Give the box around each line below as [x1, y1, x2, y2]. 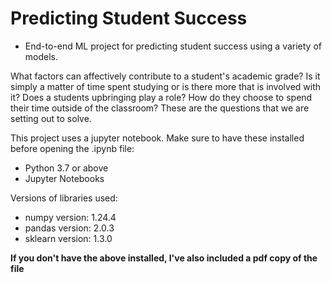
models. [24, 50, 59, 62]
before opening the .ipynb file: [10, 142, 135, 154]
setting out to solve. [10, 112, 92, 124]
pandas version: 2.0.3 [24, 222, 115, 234]
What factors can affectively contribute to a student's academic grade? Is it [10, 70, 321, 82]
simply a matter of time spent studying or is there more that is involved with [10, 80, 322, 92]
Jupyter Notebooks [24, 172, 105, 184]
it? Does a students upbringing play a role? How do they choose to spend [10, 91, 313, 103]
